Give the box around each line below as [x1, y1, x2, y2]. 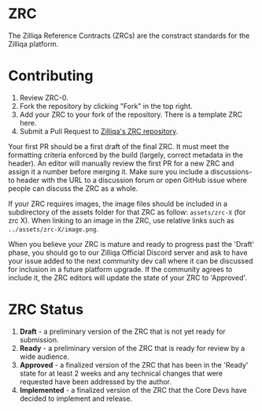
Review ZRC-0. [19, 92, 69, 103]
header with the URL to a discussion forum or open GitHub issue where [16, 175, 248, 185]
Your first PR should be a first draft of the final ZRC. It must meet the [8, 141, 230, 151]
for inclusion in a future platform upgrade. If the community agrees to [8, 264, 233, 274]
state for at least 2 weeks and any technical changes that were [19, 368, 223, 378]
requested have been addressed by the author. [19, 376, 172, 387]
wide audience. [19, 352, 70, 361]
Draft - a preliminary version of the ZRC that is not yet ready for [19, 327, 226, 336]
